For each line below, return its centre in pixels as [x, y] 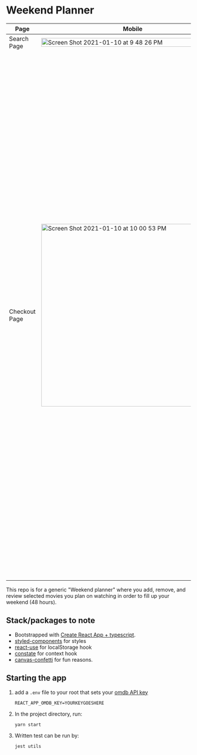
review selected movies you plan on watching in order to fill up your [88, 595]
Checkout [23, 312]
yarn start [28, 724]
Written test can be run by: [47, 735]
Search [19, 39]
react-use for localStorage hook [53, 647]
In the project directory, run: [48, 714]
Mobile [133, 29]
